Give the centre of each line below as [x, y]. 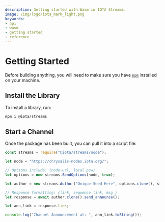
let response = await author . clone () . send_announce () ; [62, 197]
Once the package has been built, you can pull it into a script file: [71, 143]
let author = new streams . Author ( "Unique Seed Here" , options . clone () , [80, 184]
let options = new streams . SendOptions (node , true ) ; [60, 175]
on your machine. [23, 80]
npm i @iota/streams [26, 116]
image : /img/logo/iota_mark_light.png [45, 14]
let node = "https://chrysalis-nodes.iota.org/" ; [57, 162]
